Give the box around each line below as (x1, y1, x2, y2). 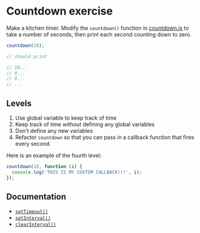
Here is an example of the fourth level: (6, 152, 102, 159)
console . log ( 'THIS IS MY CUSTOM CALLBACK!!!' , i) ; (12, 169, 142, 175)
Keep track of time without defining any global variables (15, 121, 155, 128)
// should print (6, 53, 47, 59)
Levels (6, 98, 32, 109)
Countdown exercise (6, 4, 113, 18)
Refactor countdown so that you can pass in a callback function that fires (15, 133, 195, 141)
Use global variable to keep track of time (15, 114, 117, 121)
